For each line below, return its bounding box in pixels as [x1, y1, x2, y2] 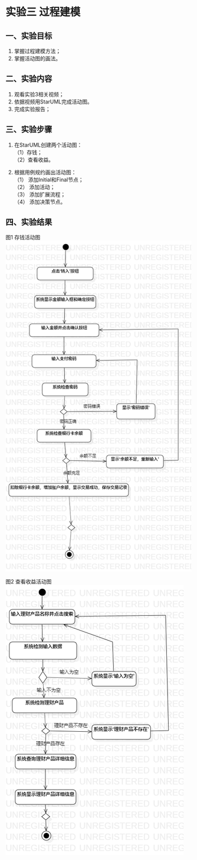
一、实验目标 [5, 31, 52, 41]
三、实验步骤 [5, 125, 52, 135]
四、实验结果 [5, 217, 52, 228]
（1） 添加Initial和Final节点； [14, 176, 84, 183]
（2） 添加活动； [14, 183, 55, 190]
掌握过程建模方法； [14, 48, 61, 54]
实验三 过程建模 [5, 5, 81, 19]
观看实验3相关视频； [14, 90, 64, 98]
